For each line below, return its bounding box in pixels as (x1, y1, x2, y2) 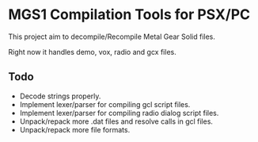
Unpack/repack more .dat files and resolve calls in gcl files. (19, 117, 214, 126)
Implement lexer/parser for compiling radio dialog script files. (19, 108, 219, 117)
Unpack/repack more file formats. (19, 125, 131, 134)
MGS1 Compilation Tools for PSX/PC (8, 6, 251, 24)
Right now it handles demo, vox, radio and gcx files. (8, 47, 176, 56)
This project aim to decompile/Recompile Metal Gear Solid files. (8, 32, 216, 41)
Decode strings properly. (19, 91, 101, 101)
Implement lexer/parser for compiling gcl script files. (19, 99, 191, 109)
